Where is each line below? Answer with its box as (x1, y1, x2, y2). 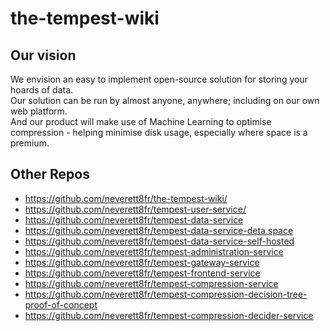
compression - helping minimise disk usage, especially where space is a (10, 127, 308, 138)
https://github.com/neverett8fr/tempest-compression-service (24, 277, 279, 289)
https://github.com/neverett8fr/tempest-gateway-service (24, 256, 260, 268)
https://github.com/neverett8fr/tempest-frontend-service (24, 267, 261, 279)
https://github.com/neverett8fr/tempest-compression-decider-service (24, 309, 314, 321)
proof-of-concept (24, 298, 98, 311)
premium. (10, 137, 50, 149)
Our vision (10, 47, 77, 64)
